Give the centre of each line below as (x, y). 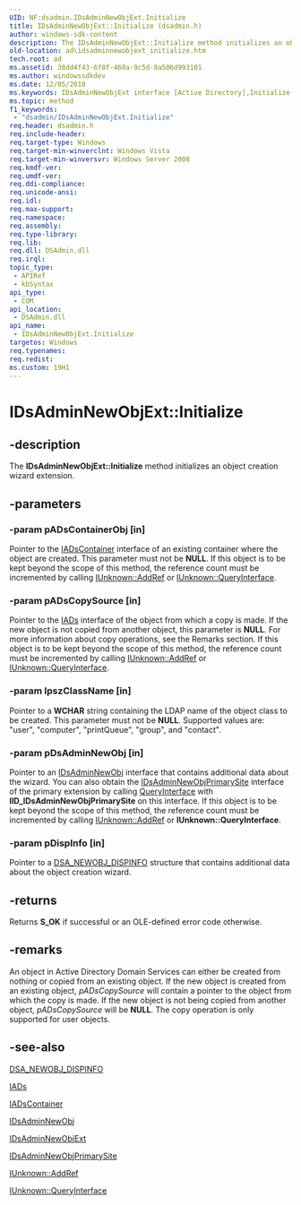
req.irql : (28, 259)
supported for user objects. (60, 1019)
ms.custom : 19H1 (39, 367)
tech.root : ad (36, 59)
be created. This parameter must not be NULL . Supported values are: (137, 720)
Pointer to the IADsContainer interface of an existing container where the (144, 549)
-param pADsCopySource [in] (75, 600)
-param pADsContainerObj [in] (77, 529)
